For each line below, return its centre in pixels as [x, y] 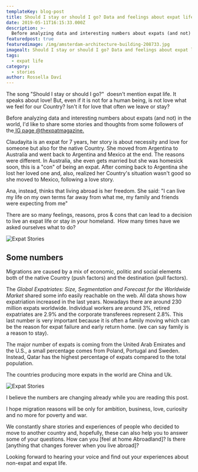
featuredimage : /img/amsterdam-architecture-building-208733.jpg [88, 45]
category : [18, 66]
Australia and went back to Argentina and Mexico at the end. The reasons [95, 154]
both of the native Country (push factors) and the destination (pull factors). [97, 278]
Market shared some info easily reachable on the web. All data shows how [96, 295]
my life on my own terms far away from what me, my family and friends [93, 197]
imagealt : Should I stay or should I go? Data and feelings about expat [97, 50]
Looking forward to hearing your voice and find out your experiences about [98, 457]
